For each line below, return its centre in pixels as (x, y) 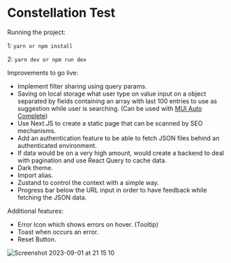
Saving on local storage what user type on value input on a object (112, 93)
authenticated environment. (57, 145)
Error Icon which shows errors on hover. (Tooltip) (88, 224)
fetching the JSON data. (52, 197)
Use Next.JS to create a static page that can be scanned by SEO (110, 123)
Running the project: (37, 32)
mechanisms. (37, 130)
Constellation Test (61, 13)
